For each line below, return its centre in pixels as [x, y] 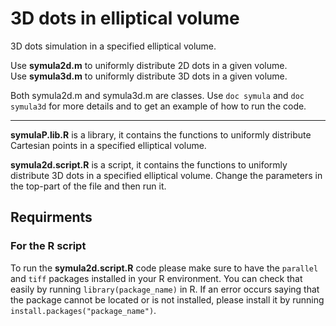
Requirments [51, 217]
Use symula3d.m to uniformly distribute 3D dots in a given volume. [149, 76]
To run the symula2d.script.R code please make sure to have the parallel [164, 268]
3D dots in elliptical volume [125, 18]
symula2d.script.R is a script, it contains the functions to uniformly [149, 164]
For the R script [48, 246]
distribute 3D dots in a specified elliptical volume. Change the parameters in [166, 175]
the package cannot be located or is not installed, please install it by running [167, 299]
